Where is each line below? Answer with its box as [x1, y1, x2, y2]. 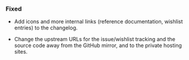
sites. [14, 48, 28, 55]
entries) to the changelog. [14, 24, 78, 31]
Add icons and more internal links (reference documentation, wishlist [14, 18, 183, 25]
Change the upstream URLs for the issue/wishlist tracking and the [14, 36, 176, 43]
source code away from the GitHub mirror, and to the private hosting [14, 42, 182, 49]
